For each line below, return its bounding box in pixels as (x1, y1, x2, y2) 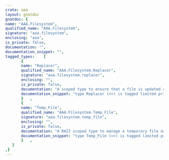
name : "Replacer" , (21, 63, 59, 68)
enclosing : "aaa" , (5, 36, 44, 41)
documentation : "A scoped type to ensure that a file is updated (21, 86, 161, 92)
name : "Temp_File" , (21, 105, 62, 110)
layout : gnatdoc (5, 12, 39, 17)
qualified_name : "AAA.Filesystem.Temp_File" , (21, 110, 118, 115)
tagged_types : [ (5, 54, 46, 59)
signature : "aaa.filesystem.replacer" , (21, 73, 105, 78)
